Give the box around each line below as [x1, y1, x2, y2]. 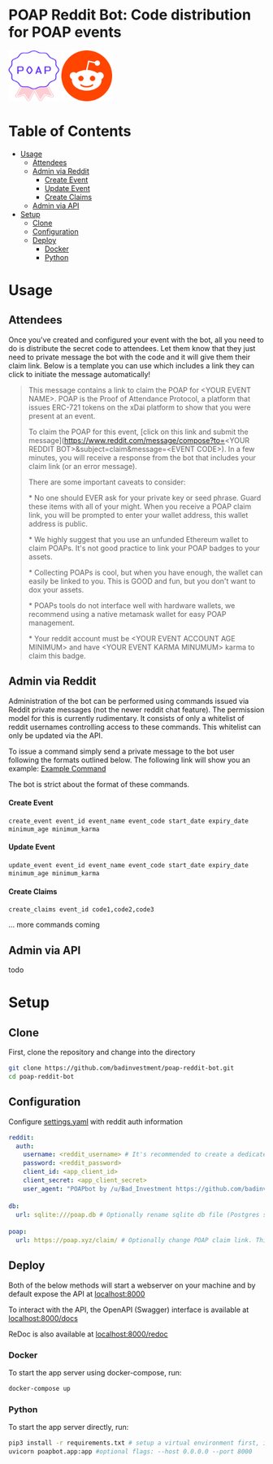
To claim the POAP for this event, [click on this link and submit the [28, 427, 249, 437]
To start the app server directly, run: [8, 1423, 129, 1432]
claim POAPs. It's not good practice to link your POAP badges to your [28, 543, 260, 553]
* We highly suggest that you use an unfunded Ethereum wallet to [28, 534, 249, 544]
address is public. [28, 519, 88, 528]
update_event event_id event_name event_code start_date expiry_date [8, 862, 249, 870]
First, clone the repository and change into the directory [8, 1047, 196, 1058]
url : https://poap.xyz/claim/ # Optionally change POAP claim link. [15, 1236, 253, 1245]
